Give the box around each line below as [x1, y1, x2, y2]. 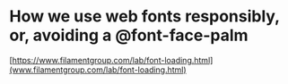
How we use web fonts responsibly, [9, 6, 280, 27]
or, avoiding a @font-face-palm [9, 25, 249, 46]
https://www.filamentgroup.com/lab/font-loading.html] [12, 55, 214, 65]
